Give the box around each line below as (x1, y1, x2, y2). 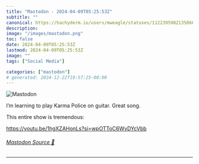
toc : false (6, 36, 33, 42)
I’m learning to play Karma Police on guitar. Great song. (6, 102, 141, 110)
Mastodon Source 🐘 (6, 139, 55, 146)
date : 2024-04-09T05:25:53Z (6, 42, 76, 48)
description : (6, 25, 38, 31)
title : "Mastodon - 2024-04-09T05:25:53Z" (6, 8, 113, 15)
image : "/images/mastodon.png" (6, 31, 84, 37)
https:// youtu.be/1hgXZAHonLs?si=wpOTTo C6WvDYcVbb (6, 125, 147, 132)
